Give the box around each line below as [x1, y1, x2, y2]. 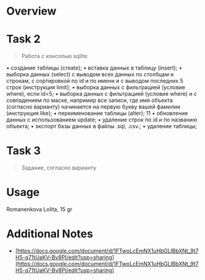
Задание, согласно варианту [21, 164, 96, 171]
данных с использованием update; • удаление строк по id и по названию [6, 116, 197, 123]
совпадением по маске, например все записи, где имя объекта [6, 96, 173, 104]
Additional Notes [6, 227, 93, 241]
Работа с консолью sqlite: [21, 52, 88, 60]
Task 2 [6, 32, 41, 46]
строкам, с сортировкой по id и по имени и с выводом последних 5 [6, 77, 184, 85]
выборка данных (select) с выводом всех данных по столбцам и [6, 71, 174, 78]
